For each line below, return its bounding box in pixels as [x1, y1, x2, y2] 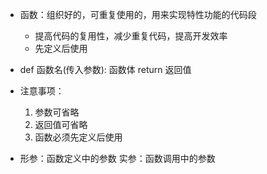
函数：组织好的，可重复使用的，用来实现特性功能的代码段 [19, 9, 257, 20]
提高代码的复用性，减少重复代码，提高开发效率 [34, 30, 228, 42]
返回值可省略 [34, 119, 88, 130]
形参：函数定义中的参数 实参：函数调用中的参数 [19, 153, 216, 164]
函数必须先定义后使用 [34, 131, 123, 143]
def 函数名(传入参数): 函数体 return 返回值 [19, 64, 192, 75]
